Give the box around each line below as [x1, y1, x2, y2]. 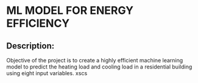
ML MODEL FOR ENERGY [6, 4, 134, 18]
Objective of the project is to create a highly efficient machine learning [6, 57, 183, 64]
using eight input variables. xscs [6, 70, 88, 76]
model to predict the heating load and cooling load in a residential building [6, 63, 193, 70]
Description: [6, 41, 55, 51]
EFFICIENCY [6, 16, 70, 30]
